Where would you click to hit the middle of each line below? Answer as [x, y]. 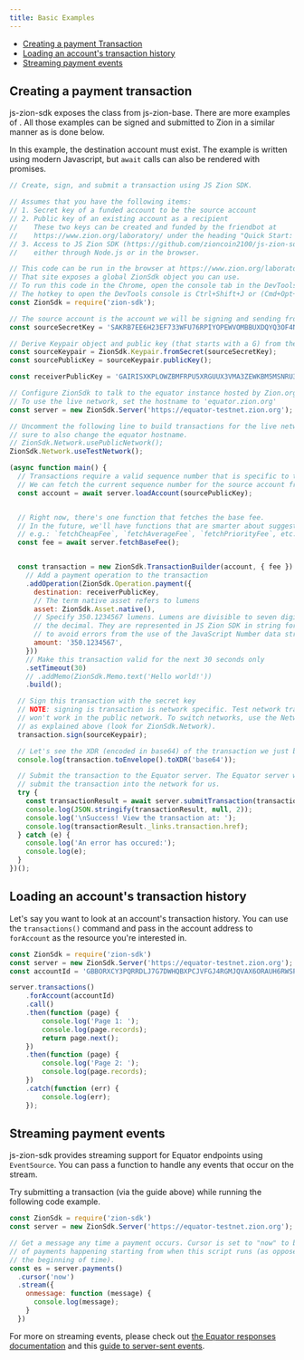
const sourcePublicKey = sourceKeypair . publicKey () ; [111, 360]
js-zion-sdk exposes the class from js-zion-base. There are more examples [150, 113]
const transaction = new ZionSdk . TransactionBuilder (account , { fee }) [156, 567]
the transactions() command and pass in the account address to [131, 928]
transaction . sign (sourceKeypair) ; [82, 734]
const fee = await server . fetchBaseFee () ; [99, 543]
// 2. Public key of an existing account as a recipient [119, 219]
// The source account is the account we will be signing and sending [145, 319]
